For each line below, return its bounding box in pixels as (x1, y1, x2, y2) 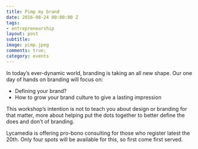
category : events (6, 53, 49, 59)
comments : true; (6, 48, 46, 54)
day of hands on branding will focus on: (6, 76, 103, 83)
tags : (6, 20, 20, 26)
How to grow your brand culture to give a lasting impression (14, 94, 162, 101)
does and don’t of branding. (6, 117, 74, 125)
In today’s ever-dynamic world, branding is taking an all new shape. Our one (6, 69, 193, 76)
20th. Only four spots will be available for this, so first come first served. (6, 135, 183, 143)
